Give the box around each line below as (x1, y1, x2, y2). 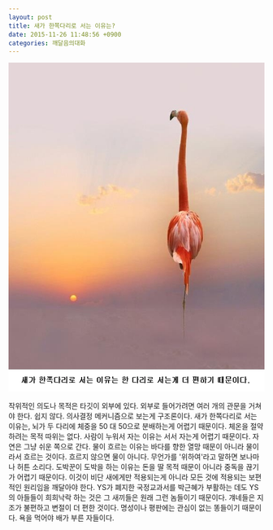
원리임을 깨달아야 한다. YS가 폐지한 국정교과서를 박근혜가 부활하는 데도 (23, 483, 248, 493)
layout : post (8, 13, 53, 21)
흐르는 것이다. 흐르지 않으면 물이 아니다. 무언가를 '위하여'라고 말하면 (23, 452, 238, 462)
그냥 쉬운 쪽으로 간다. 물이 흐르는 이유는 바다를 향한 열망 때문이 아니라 (23, 442, 245, 452)
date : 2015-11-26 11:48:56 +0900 (8, 30, 122, 38)
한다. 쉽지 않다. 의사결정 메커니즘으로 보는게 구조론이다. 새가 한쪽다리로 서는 (16, 411, 258, 421)
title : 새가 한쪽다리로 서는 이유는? (8, 21, 116, 30)
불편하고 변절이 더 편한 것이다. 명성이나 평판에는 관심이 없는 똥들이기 (23, 503, 240, 513)
